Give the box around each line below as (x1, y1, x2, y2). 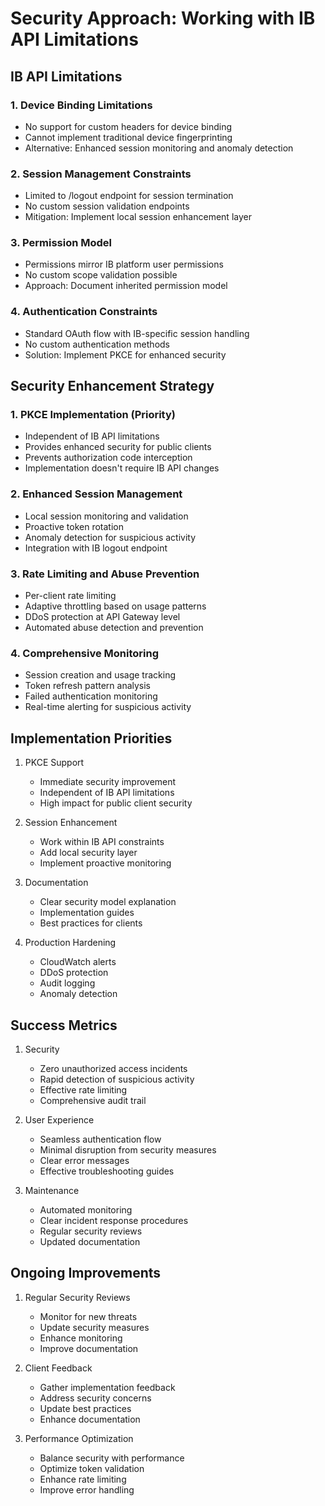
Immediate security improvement (39, 776, 177, 788)
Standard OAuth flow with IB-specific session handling (24, 327, 250, 339)
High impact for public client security (39, 797, 193, 809)
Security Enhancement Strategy (10, 378, 215, 395)
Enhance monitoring (39, 1332, 123, 1344)
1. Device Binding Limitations (10, 98, 153, 112)
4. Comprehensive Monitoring (10, 646, 160, 660)
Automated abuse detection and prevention (24, 622, 204, 634)
